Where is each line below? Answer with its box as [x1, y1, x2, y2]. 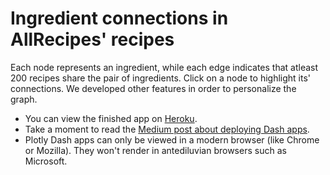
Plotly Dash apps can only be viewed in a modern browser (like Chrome [24, 133, 320, 146]
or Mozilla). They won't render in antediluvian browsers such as [24, 144, 287, 156]
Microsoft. [24, 155, 68, 167]
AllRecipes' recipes [10, 28, 175, 51]
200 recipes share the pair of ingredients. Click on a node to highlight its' [10, 72, 312, 84]
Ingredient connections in [10, 7, 229, 30]
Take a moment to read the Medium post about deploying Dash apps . [24, 123, 310, 135]
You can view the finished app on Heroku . [24, 112, 198, 124]
